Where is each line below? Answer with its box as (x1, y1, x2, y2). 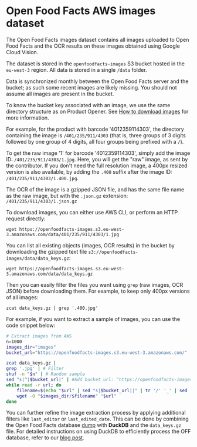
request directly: (6, 215, 46, 222)
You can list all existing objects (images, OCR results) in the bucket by (6, 241, 175, 249)
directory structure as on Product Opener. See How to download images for (6, 108, 189, 115)
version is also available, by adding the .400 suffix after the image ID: (6, 168, 172, 175)
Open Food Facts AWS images (6, 4, 156, 18)
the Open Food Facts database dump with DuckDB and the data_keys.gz (6, 422, 182, 429)
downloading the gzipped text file (6, 248, 87, 255)
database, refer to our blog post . (6, 434, 84, 441)
